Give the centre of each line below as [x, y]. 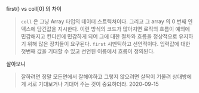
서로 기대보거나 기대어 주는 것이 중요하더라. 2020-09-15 [93, 84]
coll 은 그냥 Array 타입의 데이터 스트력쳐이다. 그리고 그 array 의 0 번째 [104, 21]
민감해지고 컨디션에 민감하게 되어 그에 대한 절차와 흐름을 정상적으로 [99, 36]
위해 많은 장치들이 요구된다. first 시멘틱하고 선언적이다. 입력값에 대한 [109, 44]
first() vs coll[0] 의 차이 [34, 9]
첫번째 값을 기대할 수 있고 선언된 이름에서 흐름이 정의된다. [88, 51]
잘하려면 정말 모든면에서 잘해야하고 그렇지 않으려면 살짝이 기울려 [96, 77]
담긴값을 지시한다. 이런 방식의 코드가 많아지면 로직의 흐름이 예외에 [113, 29]
